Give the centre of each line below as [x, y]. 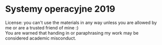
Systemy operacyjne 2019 [60, 9]
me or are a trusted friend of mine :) [42, 27]
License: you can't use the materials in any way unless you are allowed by [81, 22]
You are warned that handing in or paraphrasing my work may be [72, 33]
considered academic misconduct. [41, 38]
